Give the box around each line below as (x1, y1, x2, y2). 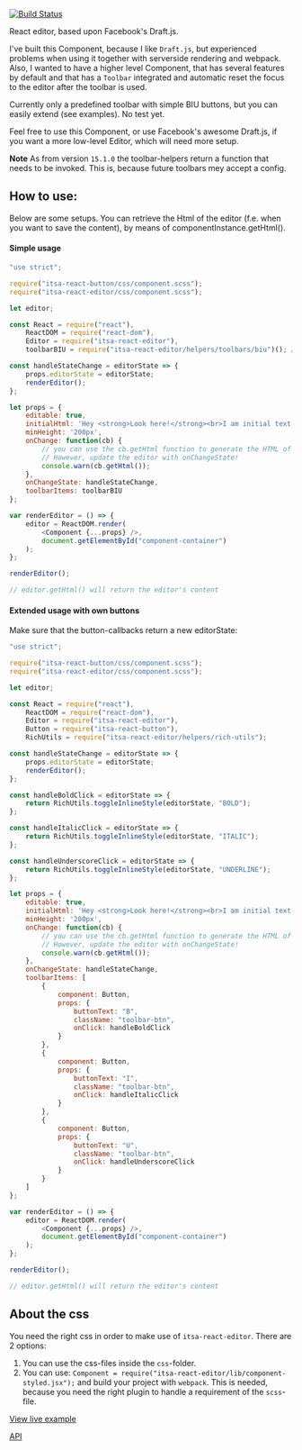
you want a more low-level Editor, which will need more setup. (9, 136, 240, 146)
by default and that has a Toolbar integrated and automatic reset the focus (9, 72, 285, 83)
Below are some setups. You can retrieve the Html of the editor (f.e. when (9, 213, 281, 223)
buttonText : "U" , (73, 1140, 139, 1150)
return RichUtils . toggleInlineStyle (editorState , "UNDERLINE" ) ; (25, 865, 271, 874)
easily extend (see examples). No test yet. (9, 109, 165, 119)
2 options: (9, 1340, 47, 1351)
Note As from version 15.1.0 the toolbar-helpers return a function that (9, 153, 270, 164)
